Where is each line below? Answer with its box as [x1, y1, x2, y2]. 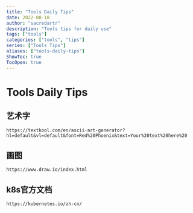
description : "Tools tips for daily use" [6, 25, 112, 32]
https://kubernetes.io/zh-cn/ [6, 201, 83, 207]
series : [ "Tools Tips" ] [6, 43, 66, 49]
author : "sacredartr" [6, 20, 61, 26]
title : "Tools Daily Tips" [6, 8, 74, 15]
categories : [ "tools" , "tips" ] [6, 37, 85, 43]
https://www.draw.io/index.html [6, 167, 87, 173]
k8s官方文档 [6, 185, 52, 195]
